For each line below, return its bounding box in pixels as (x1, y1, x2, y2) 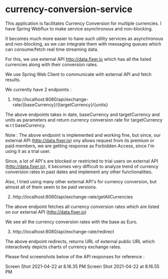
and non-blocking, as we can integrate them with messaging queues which (5, 41, 161, 47)
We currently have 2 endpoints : (5, 86, 72, 92)
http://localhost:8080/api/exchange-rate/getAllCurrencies (12, 193, 133, 200)
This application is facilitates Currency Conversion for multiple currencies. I (5, 20, 162, 26)
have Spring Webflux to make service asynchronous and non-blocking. (5, 25, 153, 31)
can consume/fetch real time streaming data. (5, 46, 99, 52)
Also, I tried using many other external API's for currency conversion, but (5, 178, 157, 184)
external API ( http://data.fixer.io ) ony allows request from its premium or (5, 137, 155, 143)
